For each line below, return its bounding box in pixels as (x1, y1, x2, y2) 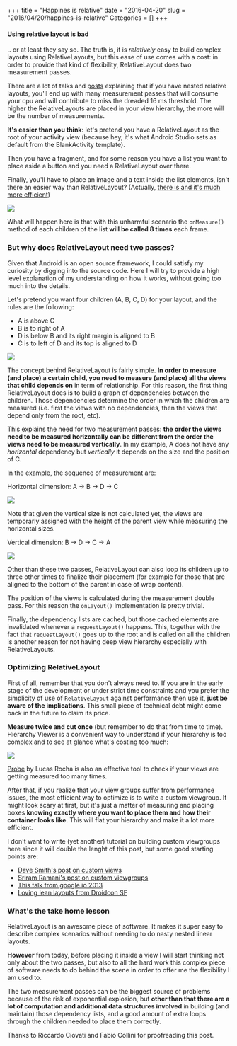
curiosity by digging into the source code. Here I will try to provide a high (7, 266, 220, 275)
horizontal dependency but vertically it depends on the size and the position (7, 447, 230, 456)
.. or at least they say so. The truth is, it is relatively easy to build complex (7, 45, 221, 54)
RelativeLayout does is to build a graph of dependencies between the (7, 389, 210, 397)
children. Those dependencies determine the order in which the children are (7, 396, 230, 404)
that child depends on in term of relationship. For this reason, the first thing (7, 381, 228, 389)
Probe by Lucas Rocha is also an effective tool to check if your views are (7, 764, 219, 773)
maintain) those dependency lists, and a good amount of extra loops (7, 1010, 207, 1018)
